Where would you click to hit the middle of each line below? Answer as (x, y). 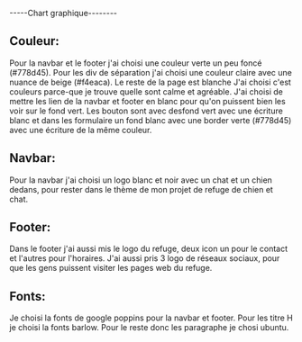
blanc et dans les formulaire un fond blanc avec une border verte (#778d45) (151, 120)
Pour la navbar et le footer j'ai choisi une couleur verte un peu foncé (136, 63)
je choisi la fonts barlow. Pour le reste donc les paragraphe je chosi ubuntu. (149, 328)
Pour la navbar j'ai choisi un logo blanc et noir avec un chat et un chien (141, 180)
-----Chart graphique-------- (64, 13)
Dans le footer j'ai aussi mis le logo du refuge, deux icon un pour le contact (149, 249)
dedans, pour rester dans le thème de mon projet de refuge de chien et (141, 189)
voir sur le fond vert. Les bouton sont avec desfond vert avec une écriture (146, 111)
